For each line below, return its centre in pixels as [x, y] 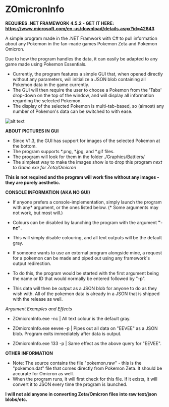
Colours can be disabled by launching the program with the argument [85, 222]
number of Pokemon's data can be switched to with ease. [72, 111]
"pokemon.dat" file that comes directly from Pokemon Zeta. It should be [87, 368]
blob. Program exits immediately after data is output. [67, 333]
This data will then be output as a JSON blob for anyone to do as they [85, 288]
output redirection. [32, 263]
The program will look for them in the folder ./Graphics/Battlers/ [78, 157]
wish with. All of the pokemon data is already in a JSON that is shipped [86, 294]
